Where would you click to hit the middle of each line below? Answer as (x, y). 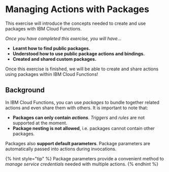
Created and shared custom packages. (54, 59)
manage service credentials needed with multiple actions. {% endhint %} (82, 164)
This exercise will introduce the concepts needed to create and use (76, 23)
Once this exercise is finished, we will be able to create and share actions (82, 69)
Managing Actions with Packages (77, 9)
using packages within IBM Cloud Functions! (52, 74)
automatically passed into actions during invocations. (61, 149)
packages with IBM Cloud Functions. (44, 28)
